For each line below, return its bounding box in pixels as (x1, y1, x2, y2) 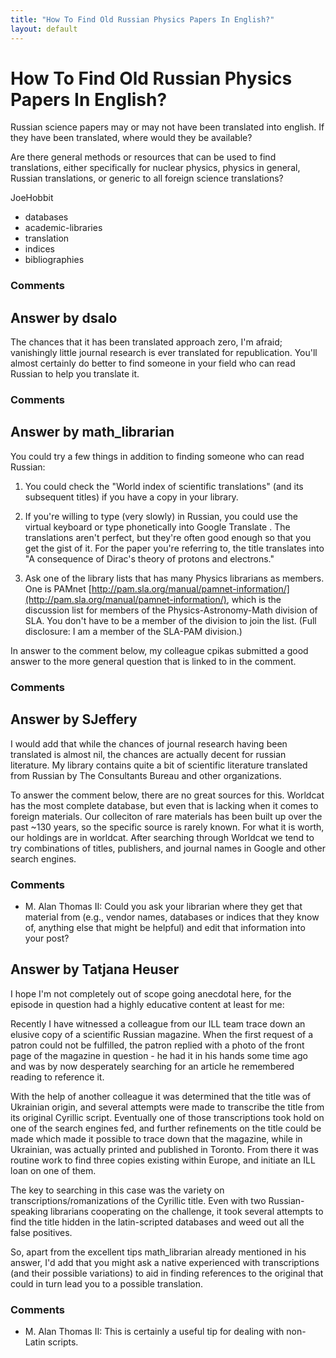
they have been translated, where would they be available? (10, 132, 253, 144)
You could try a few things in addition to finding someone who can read (10, 450, 305, 462)
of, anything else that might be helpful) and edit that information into (24, 921, 306, 933)
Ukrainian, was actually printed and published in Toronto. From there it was (10, 1143, 319, 1155)
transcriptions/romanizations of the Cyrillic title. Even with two (10, 1194, 267, 1206)
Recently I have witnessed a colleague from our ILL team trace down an (10, 1017, 306, 1030)
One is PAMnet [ (24, 582, 92, 595)
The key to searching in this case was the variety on (10, 1184, 225, 1196)
